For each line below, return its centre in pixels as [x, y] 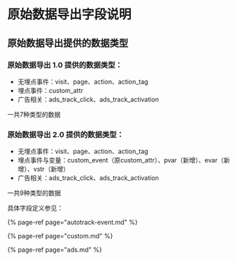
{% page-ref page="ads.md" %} [55, 250]
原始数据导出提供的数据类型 [68, 43]
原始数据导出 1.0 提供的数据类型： [65, 65]
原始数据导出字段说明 [70, 15]
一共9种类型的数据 [34, 193]
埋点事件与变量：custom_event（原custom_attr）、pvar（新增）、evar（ [121, 160]
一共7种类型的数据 [34, 114]
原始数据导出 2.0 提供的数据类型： [66, 134]
